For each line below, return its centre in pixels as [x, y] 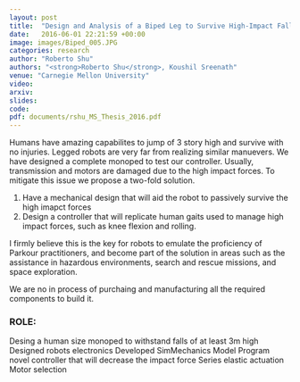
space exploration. [43, 272]
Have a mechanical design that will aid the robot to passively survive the [155, 198]
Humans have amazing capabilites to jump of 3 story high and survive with [146, 143]
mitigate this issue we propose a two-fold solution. [102, 180]
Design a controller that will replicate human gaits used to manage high [153, 217]
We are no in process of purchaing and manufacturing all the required [137, 289]
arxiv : [21, 92]
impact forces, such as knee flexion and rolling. [109, 226]
